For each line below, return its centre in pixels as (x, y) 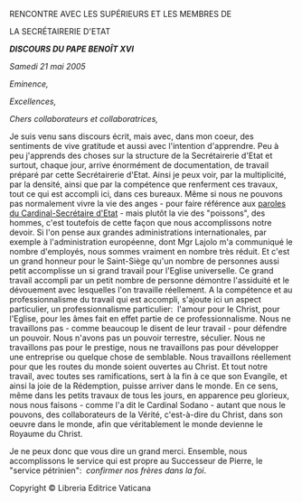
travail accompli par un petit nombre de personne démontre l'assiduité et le (149, 280)
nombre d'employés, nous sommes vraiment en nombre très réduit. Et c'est (150, 251)
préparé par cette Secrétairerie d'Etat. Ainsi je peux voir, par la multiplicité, (148, 175)
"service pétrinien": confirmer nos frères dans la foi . (108, 470)
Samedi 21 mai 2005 (47, 66)
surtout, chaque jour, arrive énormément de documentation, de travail (139, 165)
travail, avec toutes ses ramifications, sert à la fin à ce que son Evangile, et (148, 376)
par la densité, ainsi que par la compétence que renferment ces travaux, (144, 184)
